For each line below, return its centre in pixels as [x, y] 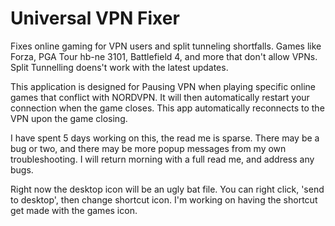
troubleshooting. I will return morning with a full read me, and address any [162, 159]
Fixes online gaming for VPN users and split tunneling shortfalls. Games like [166, 46]
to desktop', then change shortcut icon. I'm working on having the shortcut [164, 199]
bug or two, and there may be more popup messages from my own [148, 148]
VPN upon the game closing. [69, 118]
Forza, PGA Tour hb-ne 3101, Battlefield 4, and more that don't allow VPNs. [164, 56]
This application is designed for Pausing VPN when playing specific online [163, 86]
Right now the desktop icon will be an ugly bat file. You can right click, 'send [167, 189]
